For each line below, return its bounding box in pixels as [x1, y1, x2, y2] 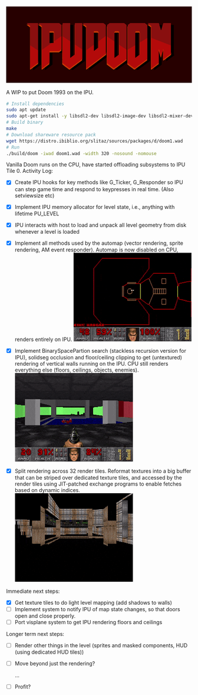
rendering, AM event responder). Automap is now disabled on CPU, [14, 246, 179, 253]
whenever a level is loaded [14, 228, 80, 235]
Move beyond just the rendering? [14, 660, 95, 667]
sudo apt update [6, 107, 46, 113]
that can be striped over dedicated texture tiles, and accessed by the [14, 474, 183, 481]
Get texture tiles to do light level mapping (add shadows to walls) [14, 599, 173, 606]
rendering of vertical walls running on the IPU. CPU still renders [14, 360, 169, 367]
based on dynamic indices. [14, 486, 81, 493]
